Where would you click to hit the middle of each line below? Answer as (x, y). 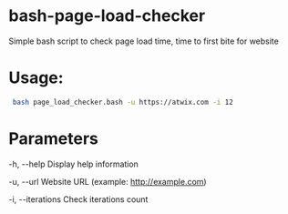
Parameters (54, 138)
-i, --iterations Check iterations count (78, 199)
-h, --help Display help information (73, 164)
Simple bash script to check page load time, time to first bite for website (144, 41)
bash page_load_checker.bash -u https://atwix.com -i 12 (123, 102)
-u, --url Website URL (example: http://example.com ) (108, 181)
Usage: (36, 78)
